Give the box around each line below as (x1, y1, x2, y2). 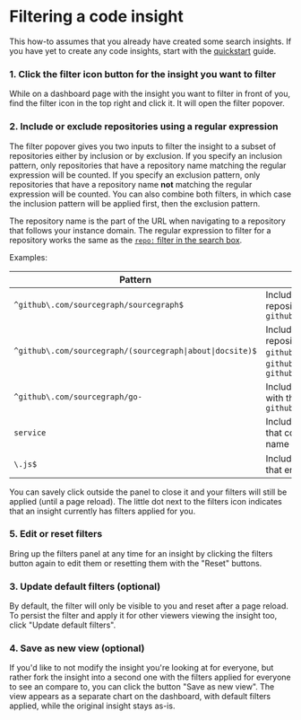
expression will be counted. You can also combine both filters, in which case (9, 189, 292, 199)
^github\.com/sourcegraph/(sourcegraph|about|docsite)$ (13, 346, 257, 356)
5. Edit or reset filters (9, 528, 103, 540)
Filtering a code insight (9, 6, 184, 27)
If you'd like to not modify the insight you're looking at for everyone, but (9, 663, 274, 673)
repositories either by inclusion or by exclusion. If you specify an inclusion (9, 150, 283, 161)
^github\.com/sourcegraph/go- (13, 391, 143, 401)
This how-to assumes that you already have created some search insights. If (9, 36, 292, 47)
